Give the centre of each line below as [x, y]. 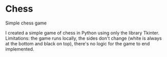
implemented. [20, 49]
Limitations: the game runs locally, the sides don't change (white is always [84, 38]
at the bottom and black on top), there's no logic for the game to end [78, 43]
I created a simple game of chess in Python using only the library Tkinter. [82, 33]
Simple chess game [26, 23]
